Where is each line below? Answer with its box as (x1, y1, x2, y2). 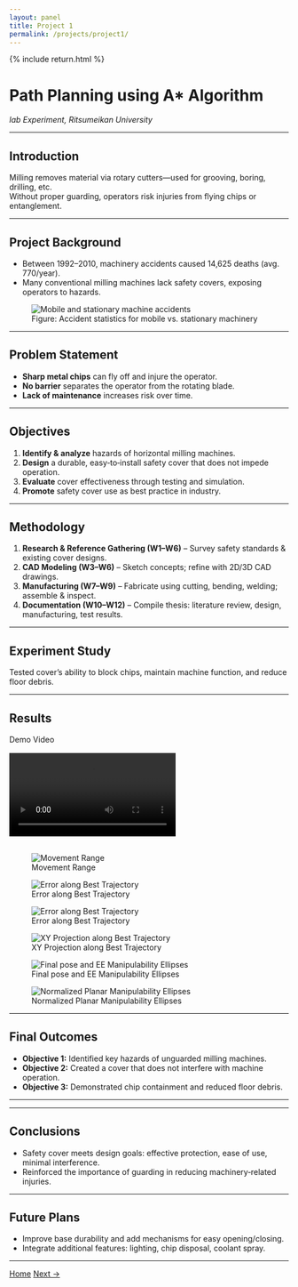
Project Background (9, 235, 122, 250)
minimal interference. (21, 1157, 100, 1168)
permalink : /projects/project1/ (9, 29, 129, 38)
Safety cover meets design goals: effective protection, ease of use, (21, 1147, 268, 1158)
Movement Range (31, 862, 96, 873)
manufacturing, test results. (21, 609, 123, 620)
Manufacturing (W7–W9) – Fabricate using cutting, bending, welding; (21, 581, 278, 591)
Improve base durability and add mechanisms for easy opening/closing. (21, 1234, 285, 1244)
